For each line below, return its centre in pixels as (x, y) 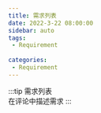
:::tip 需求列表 (30, 91)
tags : (17, 38)
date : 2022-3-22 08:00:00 (50, 23)
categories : (28, 60)
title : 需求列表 (32, 16)
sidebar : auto (32, 30)
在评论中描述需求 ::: (40, 101)
